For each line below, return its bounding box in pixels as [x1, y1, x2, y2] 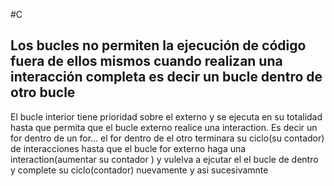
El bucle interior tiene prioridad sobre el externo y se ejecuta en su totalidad [10, 110, 323, 123]
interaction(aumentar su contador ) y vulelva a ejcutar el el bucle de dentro [10, 153, 319, 165]
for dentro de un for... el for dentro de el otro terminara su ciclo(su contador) [10, 132, 325, 144]
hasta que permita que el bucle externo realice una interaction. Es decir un [10, 121, 318, 133]
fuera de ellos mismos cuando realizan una [10, 53, 283, 70]
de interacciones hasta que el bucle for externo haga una [10, 142, 247, 154]
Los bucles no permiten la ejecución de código [10, 37, 307, 54]
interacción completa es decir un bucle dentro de [10, 69, 323, 86]
